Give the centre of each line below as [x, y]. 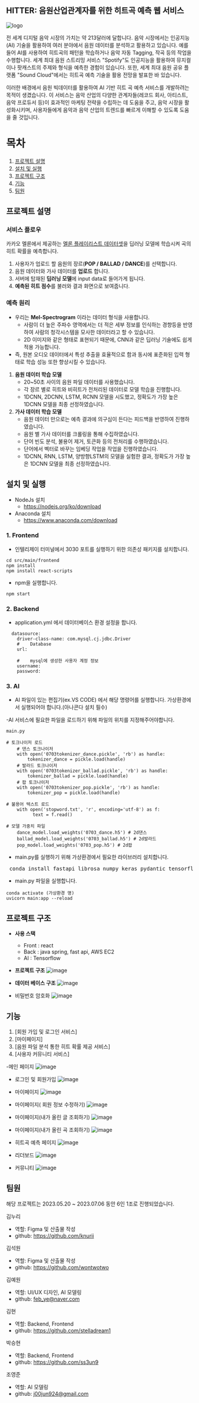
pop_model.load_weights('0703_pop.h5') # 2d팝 [75, 845]
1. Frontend [23, 535]
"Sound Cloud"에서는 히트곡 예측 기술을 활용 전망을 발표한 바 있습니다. [99, 75]
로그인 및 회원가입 [35, 1079]
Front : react [38, 946]
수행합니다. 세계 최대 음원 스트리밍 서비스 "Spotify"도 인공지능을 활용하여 [91, 60]
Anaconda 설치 [33, 513]
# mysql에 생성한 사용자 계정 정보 [58, 661]
